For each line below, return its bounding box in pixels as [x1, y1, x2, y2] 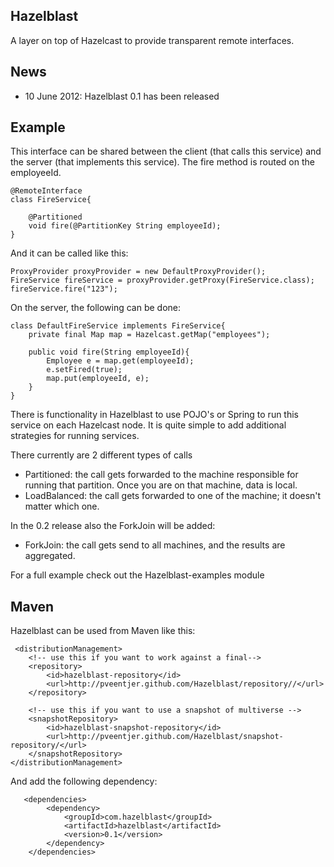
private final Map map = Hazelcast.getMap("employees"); [28, 330, 271, 340]
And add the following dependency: [10, 775, 158, 788]
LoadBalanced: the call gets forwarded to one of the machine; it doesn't [24, 490, 322, 502]
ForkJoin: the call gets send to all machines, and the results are [24, 539, 286, 551]
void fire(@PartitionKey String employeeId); [28, 221, 222, 231]
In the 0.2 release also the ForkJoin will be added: [10, 520, 216, 532]
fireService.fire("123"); [10, 284, 118, 294]
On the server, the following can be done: [10, 302, 182, 314]
